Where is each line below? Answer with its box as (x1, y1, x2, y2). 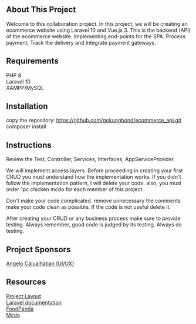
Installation (6, 101, 48, 111)
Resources (6, 277, 46, 287)
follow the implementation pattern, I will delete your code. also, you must (6, 179, 182, 187)
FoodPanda (6, 305, 34, 312)
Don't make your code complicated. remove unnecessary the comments (6, 197, 181, 205)
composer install (6, 123, 46, 130)
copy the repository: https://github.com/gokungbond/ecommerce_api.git (6, 117, 182, 124)
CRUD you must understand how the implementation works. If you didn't (6, 173, 181, 181)
